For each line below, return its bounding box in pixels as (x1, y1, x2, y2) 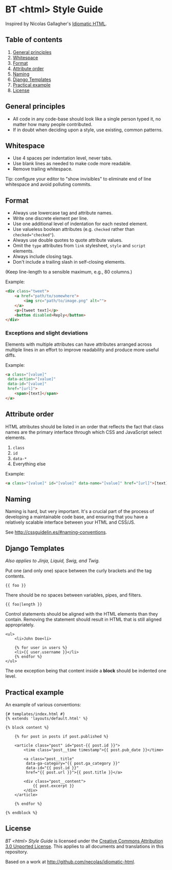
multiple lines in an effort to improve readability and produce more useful (5, 346, 159, 352)
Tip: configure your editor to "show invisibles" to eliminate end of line (5, 176, 152, 182)
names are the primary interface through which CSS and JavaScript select (5, 429, 162, 435)
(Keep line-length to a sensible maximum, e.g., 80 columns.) (5, 269, 133, 275)
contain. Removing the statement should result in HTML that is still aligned (5, 617, 162, 623)
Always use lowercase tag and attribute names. (12, 210, 113, 216)
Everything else (12, 461, 46, 467)
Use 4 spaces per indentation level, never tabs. (12, 155, 113, 161)
